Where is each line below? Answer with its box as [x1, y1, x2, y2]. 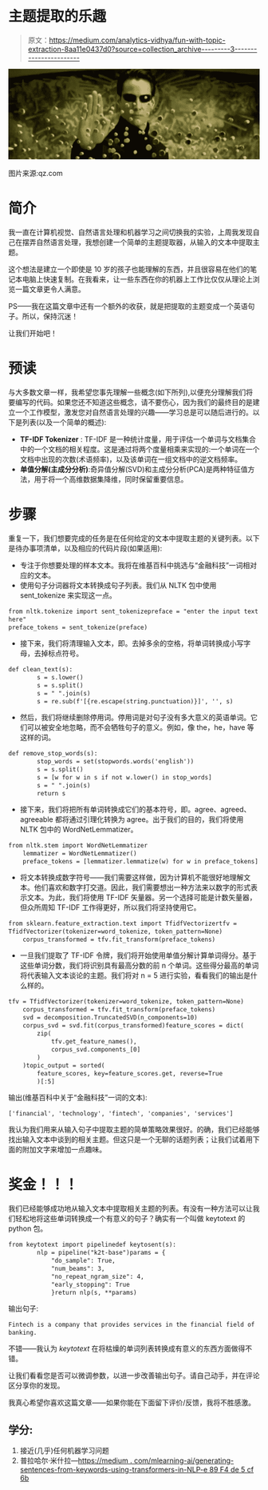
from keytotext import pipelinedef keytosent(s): [8, 1240, 177, 1248]
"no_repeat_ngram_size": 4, [50, 1272, 145, 1280]
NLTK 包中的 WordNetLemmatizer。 [19, 824, 138, 834]
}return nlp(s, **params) [50, 1288, 137, 1296]
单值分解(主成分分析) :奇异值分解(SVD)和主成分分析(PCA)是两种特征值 [19, 464, 249, 474]
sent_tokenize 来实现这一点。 [19, 590, 117, 600]
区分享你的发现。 [8, 1380, 65, 1390]
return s [37, 789, 66, 797]
